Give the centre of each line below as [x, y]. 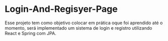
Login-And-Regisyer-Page [61, 9]
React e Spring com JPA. [31, 33]
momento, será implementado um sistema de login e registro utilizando [78, 28]
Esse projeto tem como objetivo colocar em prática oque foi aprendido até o [84, 23]
